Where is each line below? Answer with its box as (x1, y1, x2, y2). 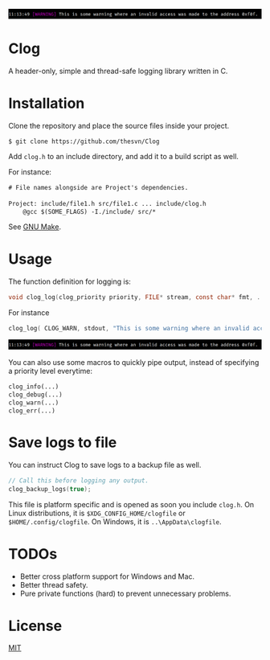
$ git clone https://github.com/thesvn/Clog (8, 137, 160, 146)
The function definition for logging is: (8, 277, 131, 286)
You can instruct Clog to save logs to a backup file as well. (8, 460, 202, 469)
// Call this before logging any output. (8, 476, 149, 485)
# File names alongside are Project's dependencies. (8, 184, 189, 192)
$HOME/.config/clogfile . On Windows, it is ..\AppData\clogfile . (8, 516, 223, 527)
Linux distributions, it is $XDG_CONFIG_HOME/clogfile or (8, 508, 186, 518)
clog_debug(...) (8, 391, 63, 399)
